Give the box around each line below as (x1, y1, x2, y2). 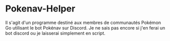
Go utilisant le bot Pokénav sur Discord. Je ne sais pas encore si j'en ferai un (5, 24, 165, 30)
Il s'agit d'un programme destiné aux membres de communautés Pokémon (5, 19, 161, 25)
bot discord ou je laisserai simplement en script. (5, 30, 106, 36)
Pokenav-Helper (5, 3, 76, 14)
